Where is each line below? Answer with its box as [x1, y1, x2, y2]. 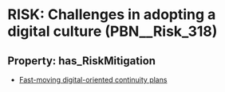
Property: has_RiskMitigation [7, 54, 156, 67]
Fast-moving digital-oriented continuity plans [18, 75, 168, 84]
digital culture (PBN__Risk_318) [7, 22, 218, 40]
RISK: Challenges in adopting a [7, 6, 216, 24]
